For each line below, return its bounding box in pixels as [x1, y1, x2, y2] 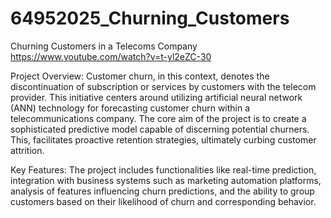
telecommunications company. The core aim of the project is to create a [10, 112, 307, 124]
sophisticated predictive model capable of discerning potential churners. [10, 123, 310, 135]
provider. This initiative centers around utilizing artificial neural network [10, 91, 303, 103]
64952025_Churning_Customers [10, 7, 290, 30]
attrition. [10, 144, 45, 156]
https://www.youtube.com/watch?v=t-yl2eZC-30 [10, 50, 212, 62]
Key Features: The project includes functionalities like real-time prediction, [10, 163, 317, 176]
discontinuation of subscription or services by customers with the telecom [10, 80, 317, 92]
